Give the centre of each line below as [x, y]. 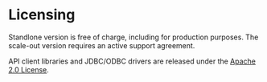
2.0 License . [29, 69]
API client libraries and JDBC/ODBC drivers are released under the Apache [132, 61]
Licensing [42, 15]
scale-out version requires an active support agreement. [102, 45]
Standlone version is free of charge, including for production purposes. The [133, 37]
